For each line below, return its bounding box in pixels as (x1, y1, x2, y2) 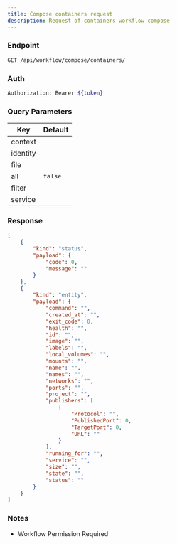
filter (11, 183, 27, 193)
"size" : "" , (45, 464, 81, 471)
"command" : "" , (45, 305, 91, 312)
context (11, 137, 37, 146)
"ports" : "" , (45, 384, 84, 391)
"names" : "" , (45, 370, 84, 378)
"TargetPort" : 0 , (70, 424, 122, 431)
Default (43, 125, 69, 135)
